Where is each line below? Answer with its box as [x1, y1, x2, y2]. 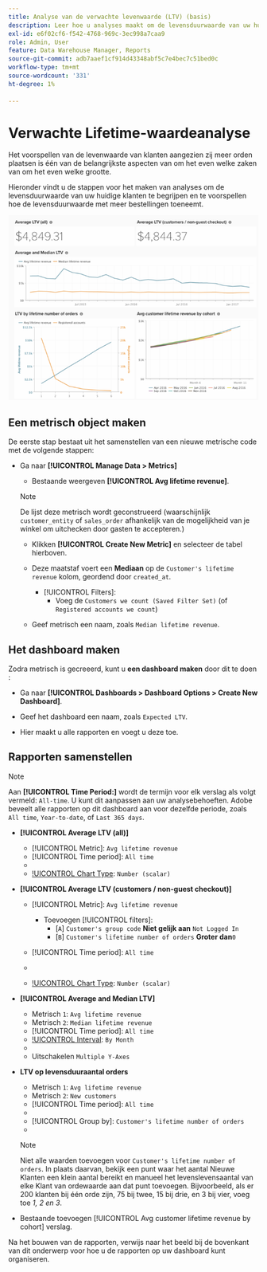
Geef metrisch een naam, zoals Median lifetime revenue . [31, 620, 220, 630]
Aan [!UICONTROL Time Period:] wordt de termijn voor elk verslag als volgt [8, 787, 257, 796]
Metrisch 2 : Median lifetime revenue [31, 1017, 153, 1027]
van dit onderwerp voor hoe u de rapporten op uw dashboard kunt [8, 1246, 226, 1255]
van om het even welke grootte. [8, 167, 112, 177]
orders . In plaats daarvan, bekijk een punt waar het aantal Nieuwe [19, 1164, 235, 1173]
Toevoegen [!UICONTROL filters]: [43, 915, 153, 925]
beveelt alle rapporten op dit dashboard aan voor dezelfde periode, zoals [8, 803, 248, 813]
